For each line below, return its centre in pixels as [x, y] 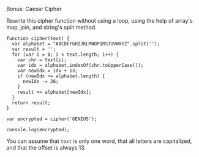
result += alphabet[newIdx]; [54, 92]
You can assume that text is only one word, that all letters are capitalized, [99, 141]
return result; [31, 103]
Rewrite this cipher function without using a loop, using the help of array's [99, 21]
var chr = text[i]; [42, 60]
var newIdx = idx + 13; [48, 71]
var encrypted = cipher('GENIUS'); [52, 119]
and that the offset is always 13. [46, 147]
